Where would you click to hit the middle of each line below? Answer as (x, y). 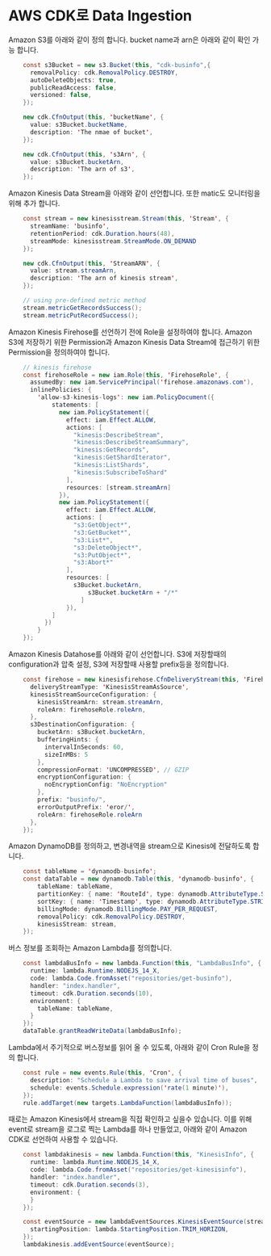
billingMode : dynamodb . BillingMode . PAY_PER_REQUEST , (128, 909)
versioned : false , (60, 95)
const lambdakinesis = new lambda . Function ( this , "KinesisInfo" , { (138, 1155)
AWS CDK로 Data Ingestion (100, 16)
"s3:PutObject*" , (102, 555)
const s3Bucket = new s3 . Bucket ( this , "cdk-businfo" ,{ (117, 65)
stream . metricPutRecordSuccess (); (81, 315)
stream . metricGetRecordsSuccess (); (83, 308)
